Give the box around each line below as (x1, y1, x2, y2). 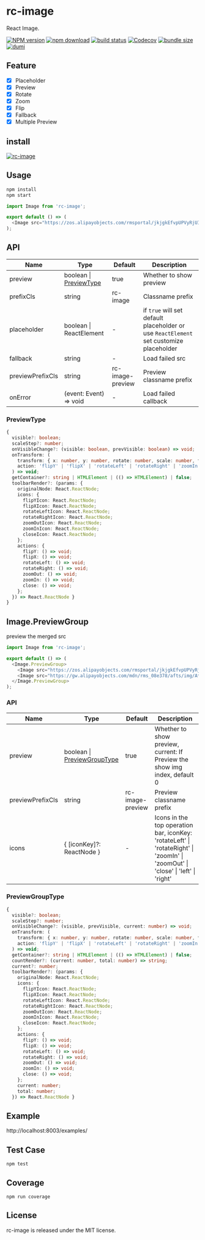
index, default (154, 770, 194, 779)
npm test (6, 1161, 29, 1167)
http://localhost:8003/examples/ (6, 1127, 88, 1134)
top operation (154, 821, 193, 829)
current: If (154, 747, 183, 756)
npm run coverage (6, 1194, 51, 1200)
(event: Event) (63, 389, 105, 398)
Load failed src (143, 354, 186, 362)
